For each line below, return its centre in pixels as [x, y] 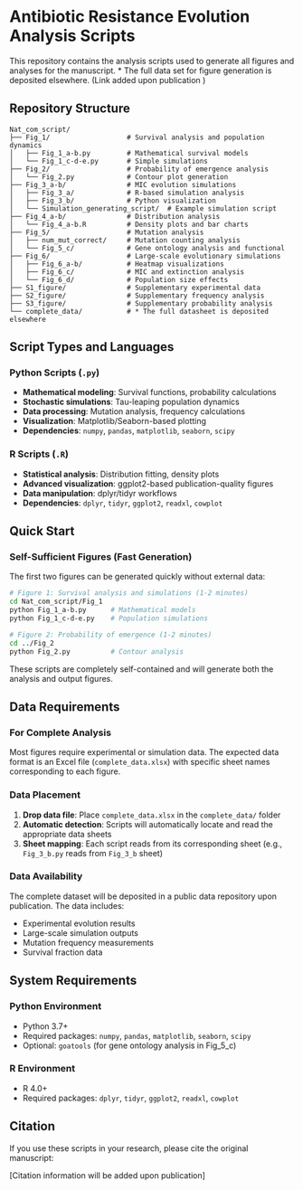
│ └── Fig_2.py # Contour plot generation [119, 177]
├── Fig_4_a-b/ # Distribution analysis [115, 216]
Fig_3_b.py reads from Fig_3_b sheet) [92, 853]
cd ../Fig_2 [32, 643]
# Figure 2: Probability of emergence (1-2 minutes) [111, 635]
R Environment [43, 1069]
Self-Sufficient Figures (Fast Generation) [101, 557]
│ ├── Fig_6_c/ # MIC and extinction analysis [127, 272]
